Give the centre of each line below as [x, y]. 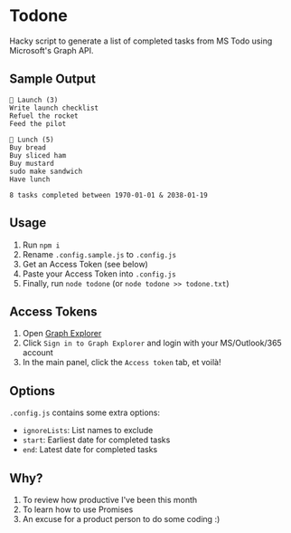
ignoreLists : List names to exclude [88, 431]
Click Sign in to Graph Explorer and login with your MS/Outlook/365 [152, 343]
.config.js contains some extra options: [85, 412]
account [38, 353]
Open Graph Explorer [62, 334]
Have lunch [30, 179]
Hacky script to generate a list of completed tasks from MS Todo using [141, 41]
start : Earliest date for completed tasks [96, 440]
